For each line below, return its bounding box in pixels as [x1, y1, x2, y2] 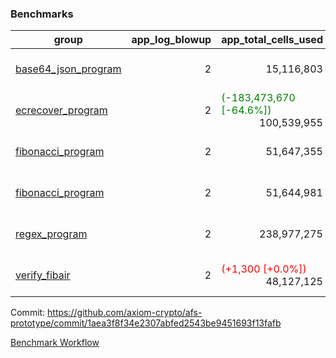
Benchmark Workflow [10, 337, 100, 349]
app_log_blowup [131, 33, 212, 47]
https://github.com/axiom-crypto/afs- [47, 307, 203, 319]
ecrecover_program [15, 103, 108, 117]
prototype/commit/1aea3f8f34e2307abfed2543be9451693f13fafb [10, 317, 282, 329]
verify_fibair [15, 268, 71, 282]
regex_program [15, 227, 88, 241]
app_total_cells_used [221, 33, 323, 47]
